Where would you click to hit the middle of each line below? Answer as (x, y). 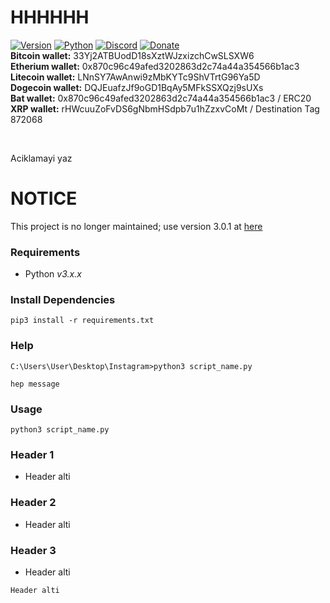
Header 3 (33, 550)
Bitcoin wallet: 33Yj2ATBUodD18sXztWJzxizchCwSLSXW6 (132, 55)
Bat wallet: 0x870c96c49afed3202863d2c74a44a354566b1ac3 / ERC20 (161, 98)
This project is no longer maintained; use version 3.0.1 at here (136, 226)
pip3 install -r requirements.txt (82, 321)
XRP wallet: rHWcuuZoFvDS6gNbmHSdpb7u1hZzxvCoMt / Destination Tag (165, 108)
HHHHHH (50, 17)
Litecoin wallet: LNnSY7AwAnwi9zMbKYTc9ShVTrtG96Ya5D (135, 77)
